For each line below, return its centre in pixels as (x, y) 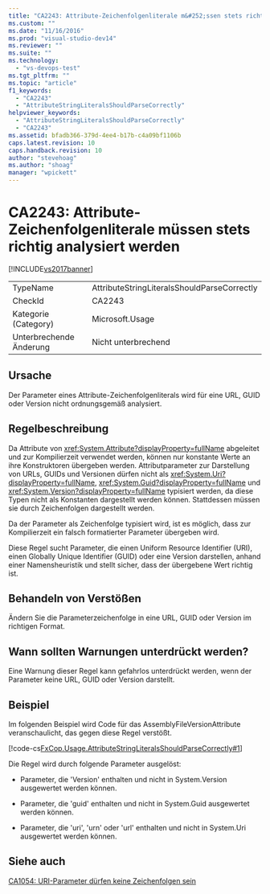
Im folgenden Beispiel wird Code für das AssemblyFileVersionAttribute (125, 724)
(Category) (33, 324)
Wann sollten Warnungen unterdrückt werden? (129, 652)
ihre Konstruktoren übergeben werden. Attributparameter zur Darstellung (129, 465)
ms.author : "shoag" (41, 166)
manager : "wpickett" (43, 173)
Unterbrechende (43, 337)
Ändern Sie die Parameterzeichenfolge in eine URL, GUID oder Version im (130, 618)
